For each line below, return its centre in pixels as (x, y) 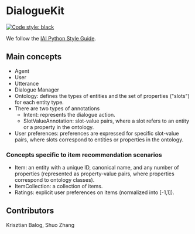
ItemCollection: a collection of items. (59, 186)
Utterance (27, 83)
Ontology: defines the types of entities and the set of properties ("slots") (102, 96)
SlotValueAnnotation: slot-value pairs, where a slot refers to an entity (106, 121)
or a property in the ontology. (59, 127)
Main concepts (34, 57)
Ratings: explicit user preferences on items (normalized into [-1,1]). (94, 192)
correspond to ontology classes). (54, 180)
